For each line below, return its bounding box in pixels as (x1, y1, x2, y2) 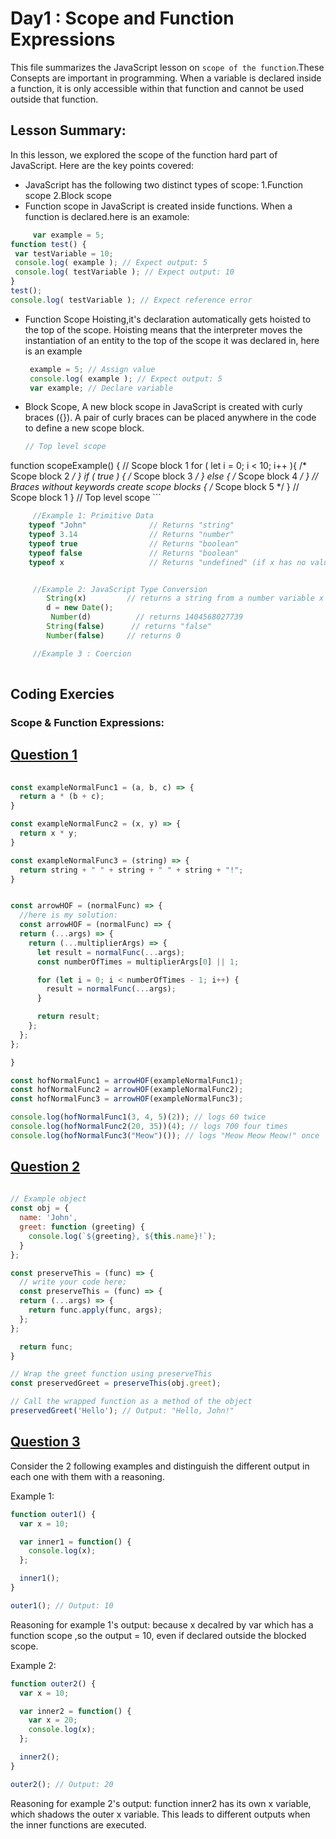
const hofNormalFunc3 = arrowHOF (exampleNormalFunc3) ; (10, 1094, 244, 1104)
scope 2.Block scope (24, 189, 112, 201)
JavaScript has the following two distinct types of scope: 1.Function (24, 178, 304, 191)
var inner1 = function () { (19, 1537, 132, 1547)
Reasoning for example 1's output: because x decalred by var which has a (10, 1618, 314, 1631)
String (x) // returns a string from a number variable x (46, 593, 325, 604)
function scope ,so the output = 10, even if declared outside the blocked (10, 1629, 307, 1641)
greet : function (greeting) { (19, 1222, 145, 1232)
